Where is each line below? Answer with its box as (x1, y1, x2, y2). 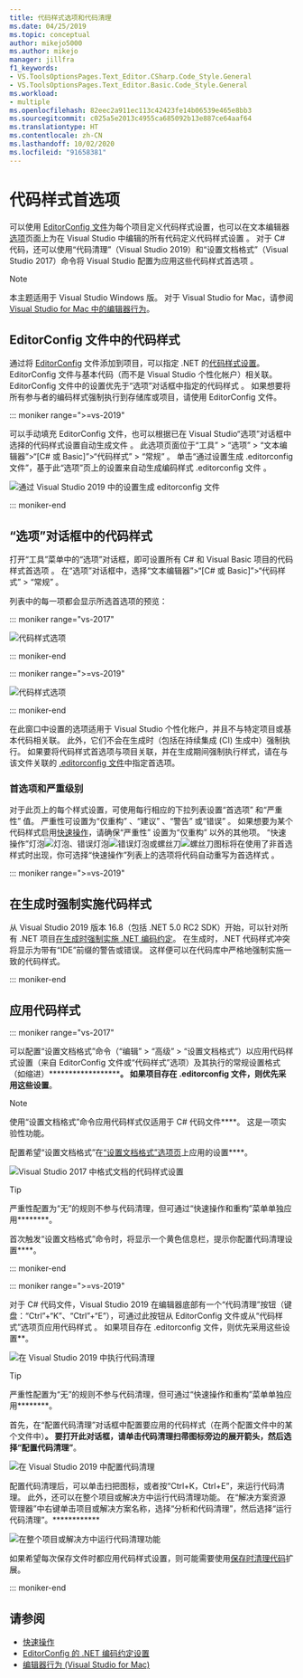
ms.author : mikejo (9, 47, 78, 56)
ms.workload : (9, 89, 59, 98)
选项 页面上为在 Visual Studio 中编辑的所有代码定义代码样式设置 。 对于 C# (9, 232, 286, 243)
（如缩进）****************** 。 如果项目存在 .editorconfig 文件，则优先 (9, 1068, 279, 1079)
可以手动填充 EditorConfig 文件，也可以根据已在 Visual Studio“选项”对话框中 (9, 429, 291, 440)
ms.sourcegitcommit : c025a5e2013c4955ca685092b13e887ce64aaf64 (9, 114, 252, 123)
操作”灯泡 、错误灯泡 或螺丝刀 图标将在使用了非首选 (9, 839, 293, 849)
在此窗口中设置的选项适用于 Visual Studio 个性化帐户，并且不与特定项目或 (9, 724, 284, 735)
